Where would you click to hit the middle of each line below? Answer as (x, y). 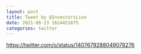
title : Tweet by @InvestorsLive (46, 17)
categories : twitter (32, 28)
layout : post (22, 12)
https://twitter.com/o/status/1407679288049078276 (70, 45)
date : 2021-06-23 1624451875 (42, 23)
